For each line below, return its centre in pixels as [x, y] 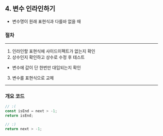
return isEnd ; [19, 116]
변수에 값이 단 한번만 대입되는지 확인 [46, 68]
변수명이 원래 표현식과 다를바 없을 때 [46, 21]
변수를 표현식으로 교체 [33, 78]
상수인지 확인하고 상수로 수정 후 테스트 [48, 57]
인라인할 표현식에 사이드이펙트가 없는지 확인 [54, 51]
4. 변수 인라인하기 [30, 9]
